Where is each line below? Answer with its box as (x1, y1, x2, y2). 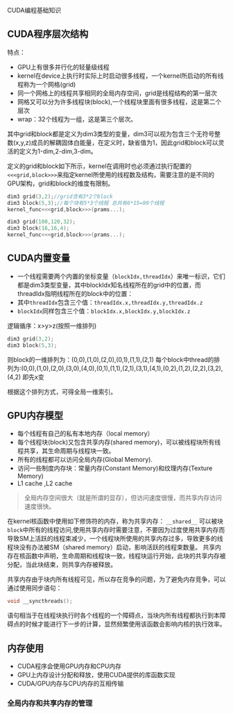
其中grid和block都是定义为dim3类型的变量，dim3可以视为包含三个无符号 (7, 129, 215, 138)
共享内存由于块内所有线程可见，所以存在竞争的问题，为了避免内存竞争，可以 (7, 575, 226, 583)
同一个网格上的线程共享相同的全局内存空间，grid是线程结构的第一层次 (17, 89, 217, 97)
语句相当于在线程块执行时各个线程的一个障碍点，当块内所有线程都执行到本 (7, 611, 220, 620)
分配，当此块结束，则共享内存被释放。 (7, 561, 116, 569)
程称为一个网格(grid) (17, 80, 76, 88)
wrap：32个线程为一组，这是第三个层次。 (17, 115, 137, 123)
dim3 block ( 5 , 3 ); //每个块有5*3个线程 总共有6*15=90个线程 (7, 199, 165, 206)
